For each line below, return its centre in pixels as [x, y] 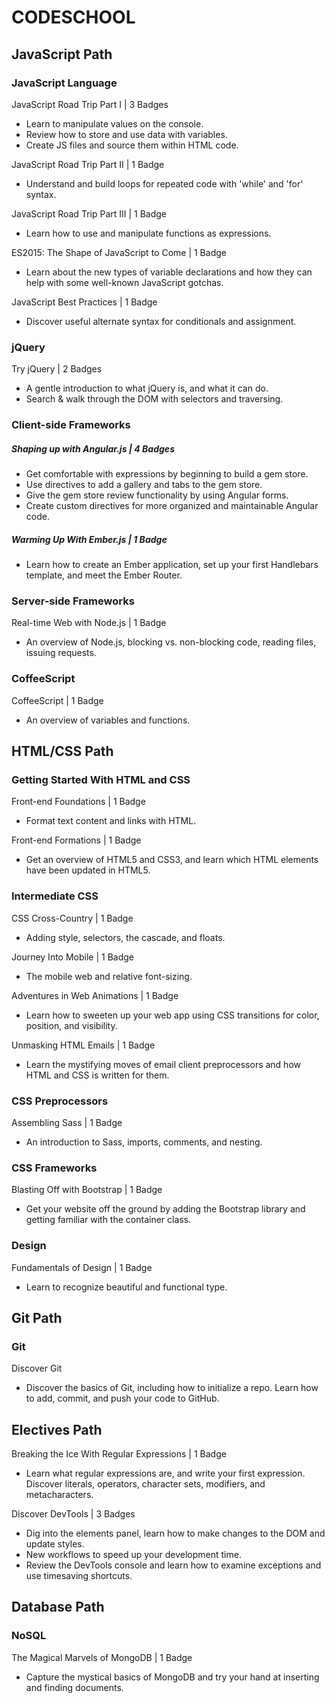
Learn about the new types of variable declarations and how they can [169, 272]
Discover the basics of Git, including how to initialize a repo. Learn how [172, 1388]
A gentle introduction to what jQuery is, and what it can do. [147, 388]
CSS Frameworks [54, 1168]
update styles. [55, 1544]
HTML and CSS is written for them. [97, 1075]
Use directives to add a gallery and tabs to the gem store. [144, 485]
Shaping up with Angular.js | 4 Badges [93, 448]
